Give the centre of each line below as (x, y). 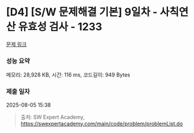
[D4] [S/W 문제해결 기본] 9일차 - (82, 12)
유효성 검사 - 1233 (60, 27)
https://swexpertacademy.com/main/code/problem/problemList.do (102, 124)
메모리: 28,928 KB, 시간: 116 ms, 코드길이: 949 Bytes (68, 75)
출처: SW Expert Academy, (52, 117)
